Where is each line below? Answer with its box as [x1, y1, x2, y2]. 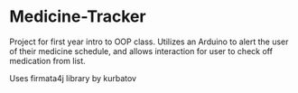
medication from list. [9, 55, 86, 66]
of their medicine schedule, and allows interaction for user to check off [9, 45, 274, 56]
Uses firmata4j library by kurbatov [9, 72, 137, 83]
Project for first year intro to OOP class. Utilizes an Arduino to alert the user [9, 36, 289, 47]
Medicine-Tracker [9, 6, 146, 27]
